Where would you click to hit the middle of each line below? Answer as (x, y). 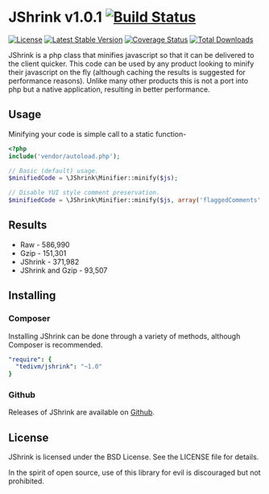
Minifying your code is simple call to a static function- (97, 134)
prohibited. (26, 481)
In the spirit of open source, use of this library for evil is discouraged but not (134, 473)
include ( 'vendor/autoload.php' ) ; (64, 156)
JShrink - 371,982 (50, 261)
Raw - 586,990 (45, 245)
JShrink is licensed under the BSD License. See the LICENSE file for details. (134, 457)
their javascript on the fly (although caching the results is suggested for (127, 72)
